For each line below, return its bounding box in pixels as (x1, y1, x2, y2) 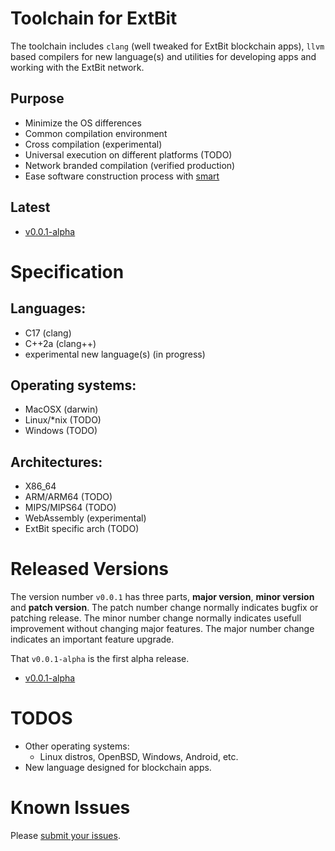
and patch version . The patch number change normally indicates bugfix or (10, 602, 319, 614)
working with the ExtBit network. (10, 61, 145, 73)
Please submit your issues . (10, 830, 121, 841)
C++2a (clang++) (24, 337, 97, 349)
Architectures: (10, 453, 103, 471)
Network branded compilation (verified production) (24, 159, 236, 171)
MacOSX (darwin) (24, 403, 99, 416)
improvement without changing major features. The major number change (10, 623, 315, 635)
